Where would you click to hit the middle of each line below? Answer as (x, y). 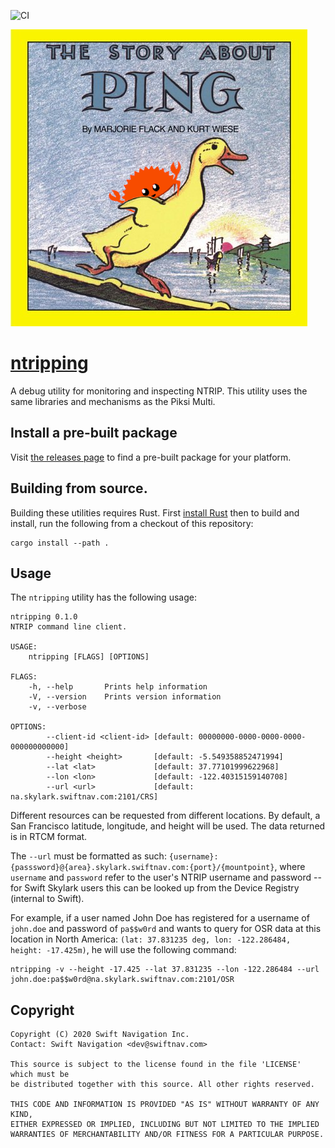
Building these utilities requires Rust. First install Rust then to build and (155, 512)
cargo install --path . (60, 543)
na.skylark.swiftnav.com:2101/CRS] (84, 797)
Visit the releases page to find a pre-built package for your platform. (151, 457)
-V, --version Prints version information (125, 697)
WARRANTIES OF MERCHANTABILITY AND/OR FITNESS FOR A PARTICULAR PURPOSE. (167, 1135)
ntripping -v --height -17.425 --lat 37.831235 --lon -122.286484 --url (165, 970)
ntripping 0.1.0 (44, 617)
